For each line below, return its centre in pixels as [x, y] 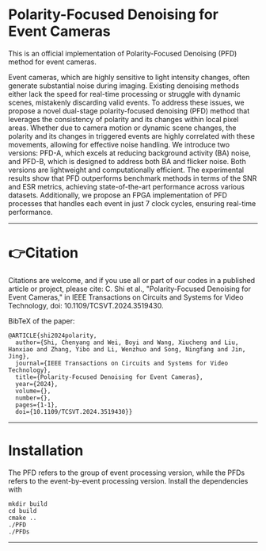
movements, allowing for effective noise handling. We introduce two [119, 144]
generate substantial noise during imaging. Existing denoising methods [124, 86]
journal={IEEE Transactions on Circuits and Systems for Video [122, 363]
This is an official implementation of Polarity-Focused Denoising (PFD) [123, 53]
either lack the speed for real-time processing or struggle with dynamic [124, 94]
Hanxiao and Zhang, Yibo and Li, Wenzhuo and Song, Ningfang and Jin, [127, 349]
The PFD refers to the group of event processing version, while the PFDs [127, 473]
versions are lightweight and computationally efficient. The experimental [126, 170]
